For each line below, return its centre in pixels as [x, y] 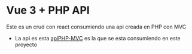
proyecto [26, 45]
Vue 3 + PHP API [48, 10]
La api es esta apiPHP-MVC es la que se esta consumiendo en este [97, 38]
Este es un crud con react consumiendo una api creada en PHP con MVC [96, 27]
